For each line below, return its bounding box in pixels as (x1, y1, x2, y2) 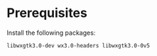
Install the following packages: (6, 28, 96, 37)
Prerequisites (6, 5, 88, 21)
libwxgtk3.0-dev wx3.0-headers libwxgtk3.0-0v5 (6, 42, 151, 49)
